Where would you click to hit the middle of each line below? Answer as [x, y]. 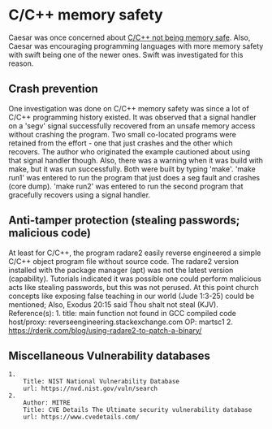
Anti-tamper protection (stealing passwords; [124, 221]
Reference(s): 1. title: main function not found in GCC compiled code [123, 313]
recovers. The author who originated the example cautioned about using [129, 151]
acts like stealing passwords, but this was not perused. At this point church [134, 287]
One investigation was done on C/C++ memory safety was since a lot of [129, 108]
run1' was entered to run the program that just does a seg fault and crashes [134, 177]
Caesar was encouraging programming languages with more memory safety [136, 45]
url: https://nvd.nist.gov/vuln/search [91, 389]
